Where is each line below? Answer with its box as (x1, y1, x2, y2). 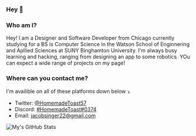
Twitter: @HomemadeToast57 (14, 99, 87, 107)
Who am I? (6, 21, 37, 29)
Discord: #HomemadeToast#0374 (14, 105, 97, 112)
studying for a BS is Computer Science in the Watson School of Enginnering (6, 41, 190, 48)
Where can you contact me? (6, 74, 88, 82)
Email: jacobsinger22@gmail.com (14, 112, 96, 119)
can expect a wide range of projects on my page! (6, 59, 125, 67)
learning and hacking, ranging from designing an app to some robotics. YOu (6, 53, 190, 61)
